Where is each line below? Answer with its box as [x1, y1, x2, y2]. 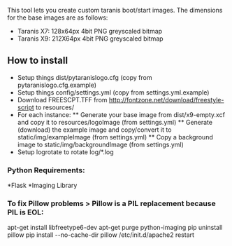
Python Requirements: [7, 165, 85, 175]
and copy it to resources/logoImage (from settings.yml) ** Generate [17, 118, 213, 126]
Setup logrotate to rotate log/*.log [17, 147, 114, 156]
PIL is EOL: [7, 207, 44, 217]
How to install [7, 55, 68, 67]
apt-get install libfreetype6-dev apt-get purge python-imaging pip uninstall [7, 224, 223, 232]
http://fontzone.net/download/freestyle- [108, 95, 224, 104]
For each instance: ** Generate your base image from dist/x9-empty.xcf [17, 110, 226, 118]
